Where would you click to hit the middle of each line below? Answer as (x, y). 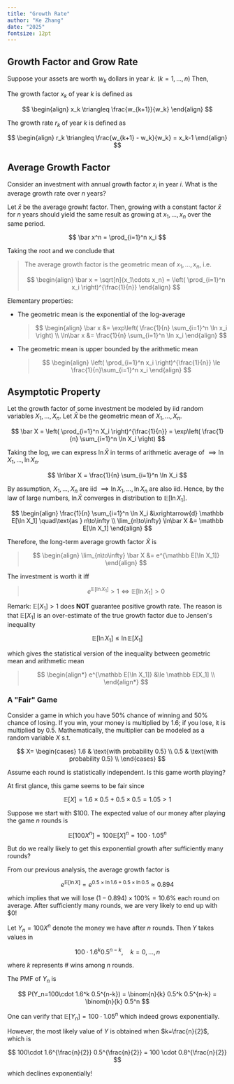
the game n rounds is (38, 820)
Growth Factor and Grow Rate (73, 61)
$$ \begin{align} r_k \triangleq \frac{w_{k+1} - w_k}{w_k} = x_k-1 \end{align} (117, 138)
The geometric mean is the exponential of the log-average (101, 314)
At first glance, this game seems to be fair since (76, 785)
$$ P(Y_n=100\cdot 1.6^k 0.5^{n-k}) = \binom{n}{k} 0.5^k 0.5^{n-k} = (117, 994)
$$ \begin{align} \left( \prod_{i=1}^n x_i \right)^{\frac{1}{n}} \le (131, 363)
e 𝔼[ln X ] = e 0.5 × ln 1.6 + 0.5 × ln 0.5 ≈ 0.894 (117, 884)
